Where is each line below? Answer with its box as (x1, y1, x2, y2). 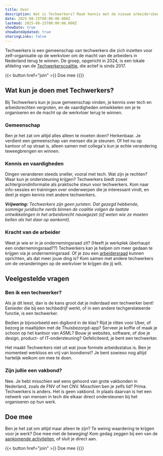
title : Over (5, 7, 29, 12)
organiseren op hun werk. (5, 399, 57, 405)
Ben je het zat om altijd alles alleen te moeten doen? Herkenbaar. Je (5, 132, 141, 138)
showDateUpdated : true (5, 30, 51, 34)
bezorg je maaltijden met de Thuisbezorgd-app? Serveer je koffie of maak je (5, 325, 158, 331)
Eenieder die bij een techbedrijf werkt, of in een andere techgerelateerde (5, 305, 151, 311)
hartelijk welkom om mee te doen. (5, 355, 73, 361)
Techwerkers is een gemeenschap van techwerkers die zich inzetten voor (5, 47, 153, 53)
